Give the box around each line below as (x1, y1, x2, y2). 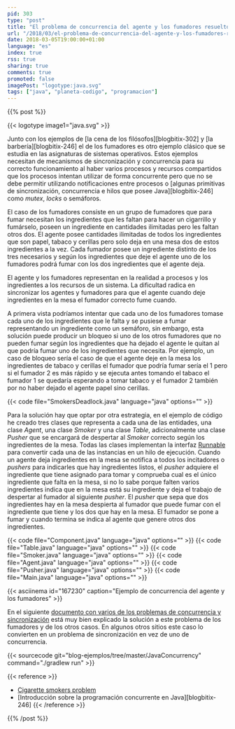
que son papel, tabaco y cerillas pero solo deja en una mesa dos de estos (7, 237, 220, 246)
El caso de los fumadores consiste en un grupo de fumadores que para (7, 208, 213, 216)
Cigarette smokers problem (17, 686, 97, 694)
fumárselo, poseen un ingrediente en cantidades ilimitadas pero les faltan (7, 223, 219, 231)
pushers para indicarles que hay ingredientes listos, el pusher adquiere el (7, 463, 219, 471)
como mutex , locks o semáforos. (7, 194, 101, 203)
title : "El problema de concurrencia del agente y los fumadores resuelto (7, 23, 230, 30)
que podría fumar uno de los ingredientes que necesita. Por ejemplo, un (7, 347, 215, 355)
